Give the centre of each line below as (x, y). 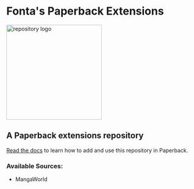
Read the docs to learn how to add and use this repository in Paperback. (97, 150)
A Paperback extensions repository (75, 136)
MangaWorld (31, 179)
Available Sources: (35, 166)
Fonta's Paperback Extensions (85, 11)
